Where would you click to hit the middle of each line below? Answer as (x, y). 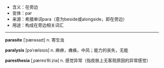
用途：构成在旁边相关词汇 (38, 25)
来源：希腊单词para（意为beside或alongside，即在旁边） (70, 19)
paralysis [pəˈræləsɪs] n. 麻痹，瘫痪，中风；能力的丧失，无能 (67, 50)
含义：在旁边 (25, 7)
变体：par (22, 13)
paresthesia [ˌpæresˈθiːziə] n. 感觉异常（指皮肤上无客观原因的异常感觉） (78, 60)
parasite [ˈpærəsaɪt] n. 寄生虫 (35, 40)
